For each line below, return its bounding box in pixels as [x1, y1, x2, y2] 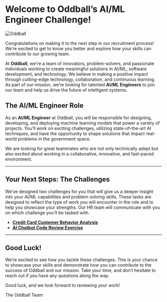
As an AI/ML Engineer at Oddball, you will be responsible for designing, [5, 115, 152, 121]
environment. [5, 156, 32, 162]
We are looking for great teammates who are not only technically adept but [5, 146, 159, 151]
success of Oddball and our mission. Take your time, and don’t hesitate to [5, 268, 156, 274]
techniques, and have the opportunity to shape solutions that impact [5, 131, 145, 137]
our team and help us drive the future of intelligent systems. [5, 87, 128, 93]
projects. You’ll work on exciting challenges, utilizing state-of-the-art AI [5, 125, 152, 131]
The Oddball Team [5, 292, 43, 298]
